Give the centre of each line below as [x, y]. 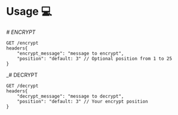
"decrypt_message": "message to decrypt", [70, 96]
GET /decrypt [22, 86]
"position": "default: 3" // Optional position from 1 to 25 [94, 58]
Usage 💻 [29, 12]
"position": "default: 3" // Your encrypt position [82, 101]
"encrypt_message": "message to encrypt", [70, 53]
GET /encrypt [22, 43]
